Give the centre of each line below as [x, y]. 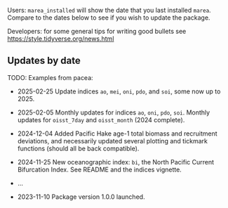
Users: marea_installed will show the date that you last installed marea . [109, 10]
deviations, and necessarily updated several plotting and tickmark [113, 141]
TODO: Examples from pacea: [50, 77]
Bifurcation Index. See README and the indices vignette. [100, 169]
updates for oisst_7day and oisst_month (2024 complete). [101, 119]
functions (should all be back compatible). [78, 148]
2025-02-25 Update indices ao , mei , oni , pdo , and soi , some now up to [119, 91]
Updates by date [44, 61]
